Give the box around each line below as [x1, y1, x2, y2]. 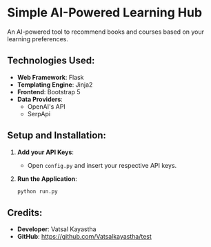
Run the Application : [17, 174, 77, 183]
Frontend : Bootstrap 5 [17, 87, 81, 96]
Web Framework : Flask [17, 73, 84, 81]
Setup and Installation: [7, 129, 107, 142]
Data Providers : [17, 95, 63, 103]
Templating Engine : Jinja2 [17, 80, 93, 89]
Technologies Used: [7, 55, 95, 67]
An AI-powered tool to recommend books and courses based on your [7, 28, 205, 36]
